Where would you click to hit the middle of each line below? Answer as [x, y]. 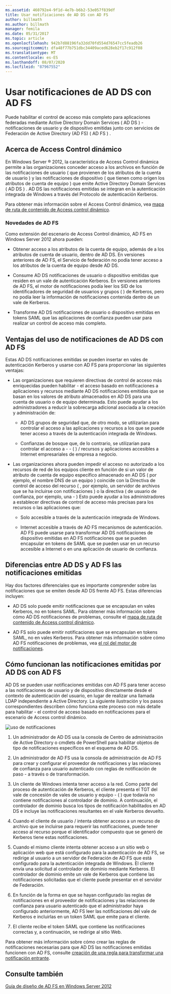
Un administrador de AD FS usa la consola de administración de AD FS [87, 758]
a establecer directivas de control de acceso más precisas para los [83, 502]
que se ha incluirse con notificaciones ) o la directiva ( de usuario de [84, 491]
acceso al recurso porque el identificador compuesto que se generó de [88, 832]
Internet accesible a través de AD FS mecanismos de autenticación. [91, 527]
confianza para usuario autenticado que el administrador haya [78, 906]
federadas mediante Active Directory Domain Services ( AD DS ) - [75, 122]
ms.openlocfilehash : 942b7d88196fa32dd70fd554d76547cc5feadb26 [74, 43]
